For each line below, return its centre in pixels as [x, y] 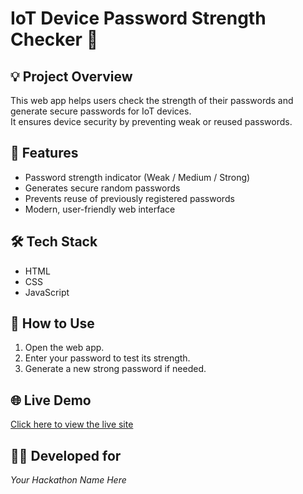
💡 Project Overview [71, 76]
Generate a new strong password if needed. [115, 369]
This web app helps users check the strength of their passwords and [152, 100]
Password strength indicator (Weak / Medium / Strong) [137, 177]
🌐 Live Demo [51, 400]
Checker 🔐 [54, 39]
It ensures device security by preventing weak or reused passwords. [151, 121]
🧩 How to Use [52, 323]
